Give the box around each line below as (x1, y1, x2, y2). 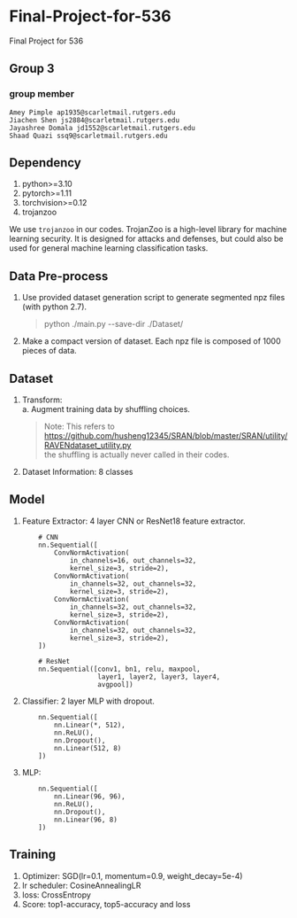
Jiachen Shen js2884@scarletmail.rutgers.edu (9, 115, 179, 125)
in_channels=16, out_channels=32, (69, 556, 197, 564)
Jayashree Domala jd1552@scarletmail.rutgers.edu (9, 123, 196, 132)
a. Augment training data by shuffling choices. (21, 404, 190, 415)
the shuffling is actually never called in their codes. (43, 449, 230, 460)
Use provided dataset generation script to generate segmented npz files (21, 292, 286, 303)
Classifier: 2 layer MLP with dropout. (21, 696, 155, 706)
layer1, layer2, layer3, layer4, (96, 672, 221, 681)
